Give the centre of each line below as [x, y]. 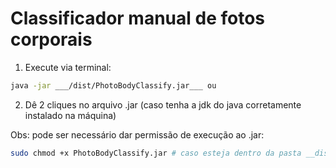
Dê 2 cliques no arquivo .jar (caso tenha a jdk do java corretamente [163, 104]
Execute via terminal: [68, 67]
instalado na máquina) [70, 115]
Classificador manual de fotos [137, 18]
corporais [51, 39]
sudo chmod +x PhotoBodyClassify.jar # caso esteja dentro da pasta [156, 153]
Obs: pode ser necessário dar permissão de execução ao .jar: [137, 134]
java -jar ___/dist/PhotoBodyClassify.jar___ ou [113, 85]
